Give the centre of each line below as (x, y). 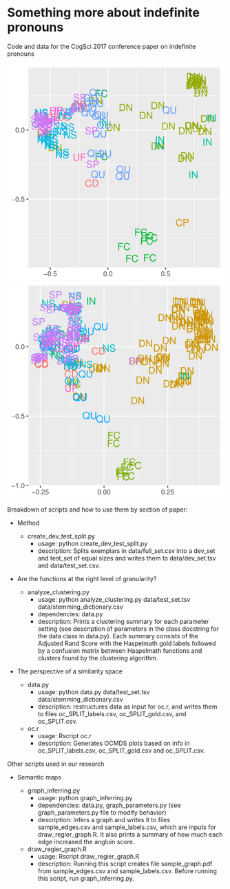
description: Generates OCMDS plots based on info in (114, 743)
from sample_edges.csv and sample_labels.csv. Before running (127, 871)
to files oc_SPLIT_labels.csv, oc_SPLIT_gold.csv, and (112, 713)
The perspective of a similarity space (70, 671)
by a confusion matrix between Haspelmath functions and (120, 650)
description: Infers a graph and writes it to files (104, 819)
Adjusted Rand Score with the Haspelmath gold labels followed (127, 643)
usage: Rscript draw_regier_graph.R (88, 856)
